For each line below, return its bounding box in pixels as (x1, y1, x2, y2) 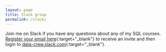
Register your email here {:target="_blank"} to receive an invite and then (5, 36, 155, 42)
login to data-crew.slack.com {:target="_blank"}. (5, 41, 106, 47)
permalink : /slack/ (5, 17, 47, 22)
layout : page (5, 7, 33, 13)
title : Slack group (5, 12, 47, 17)
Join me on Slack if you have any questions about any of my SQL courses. (5, 31, 161, 37)
